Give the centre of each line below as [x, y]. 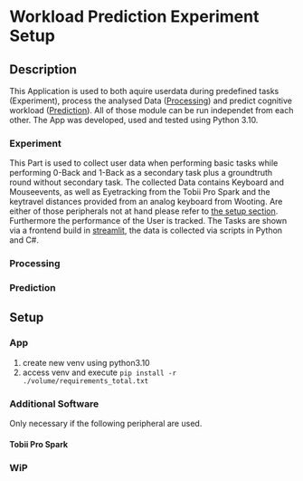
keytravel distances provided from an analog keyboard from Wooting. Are [146, 202]
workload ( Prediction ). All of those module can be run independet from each [151, 110]
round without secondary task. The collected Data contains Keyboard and [147, 182]
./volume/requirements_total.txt [85, 381]
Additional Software [54, 403]
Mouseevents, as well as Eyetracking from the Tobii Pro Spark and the [140, 192]
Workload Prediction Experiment [134, 17]
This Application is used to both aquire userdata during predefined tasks [144, 91]
